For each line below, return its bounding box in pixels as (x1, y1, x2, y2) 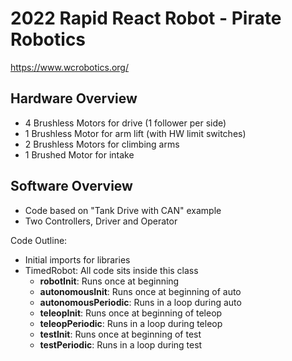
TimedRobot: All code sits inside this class (24, 264, 199, 276)
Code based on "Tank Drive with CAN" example (24, 204, 222, 216)
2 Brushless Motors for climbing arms (24, 138, 180, 150)
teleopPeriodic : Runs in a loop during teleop (39, 317, 223, 329)
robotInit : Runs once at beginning (39, 275, 180, 287)
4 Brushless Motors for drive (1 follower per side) (24, 117, 227, 129)
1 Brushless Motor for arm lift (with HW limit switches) (24, 127, 247, 139)
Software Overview (10, 178, 133, 195)
